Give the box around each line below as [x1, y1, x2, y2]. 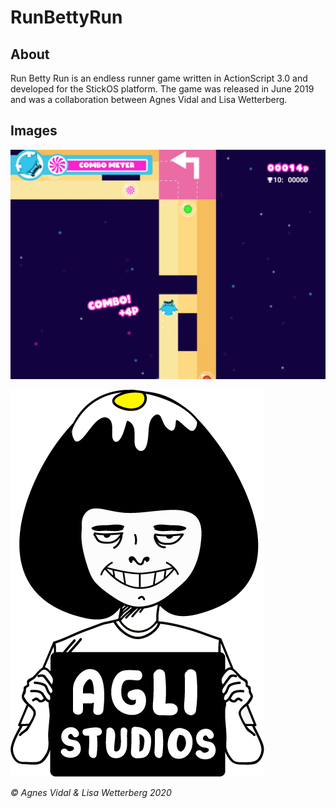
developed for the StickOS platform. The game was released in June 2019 [10, 83, 315, 95]
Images [10, 122, 58, 140]
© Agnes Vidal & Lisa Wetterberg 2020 [10, 787, 172, 799]
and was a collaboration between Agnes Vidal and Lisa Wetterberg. [10, 94, 288, 105]
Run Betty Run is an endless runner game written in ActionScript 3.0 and [10, 72, 308, 84]
